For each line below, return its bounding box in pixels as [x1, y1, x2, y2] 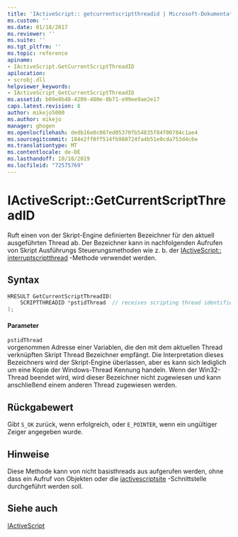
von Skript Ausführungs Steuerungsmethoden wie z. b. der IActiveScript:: [7, 246, 222, 254]
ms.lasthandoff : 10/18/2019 [7, 155, 91, 163]
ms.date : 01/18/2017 [7, 23, 69, 30]
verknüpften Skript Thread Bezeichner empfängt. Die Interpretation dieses [7, 351, 225, 359]
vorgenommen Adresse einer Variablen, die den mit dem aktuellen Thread [7, 343, 223, 351]
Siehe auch [7, 502, 58, 514]
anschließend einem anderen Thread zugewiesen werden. [7, 380, 177, 390]
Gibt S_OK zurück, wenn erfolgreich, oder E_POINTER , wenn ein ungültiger [7, 420, 217, 429]
